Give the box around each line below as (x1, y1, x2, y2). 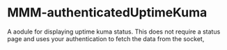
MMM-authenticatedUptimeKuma (7, 5, 208, 21)
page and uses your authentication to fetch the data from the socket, (7, 34, 205, 42)
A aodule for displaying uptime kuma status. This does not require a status (7, 27, 221, 36)
